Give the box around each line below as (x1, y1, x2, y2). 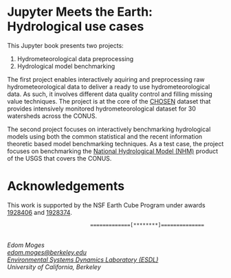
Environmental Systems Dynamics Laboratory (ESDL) (7, 255, 159, 264)
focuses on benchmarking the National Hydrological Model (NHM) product (7, 147, 219, 155)
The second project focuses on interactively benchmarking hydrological (7, 125, 211, 133)
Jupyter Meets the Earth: (7, 4, 153, 20)
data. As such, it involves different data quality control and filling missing (7, 90, 213, 98)
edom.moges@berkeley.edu (7, 248, 87, 256)
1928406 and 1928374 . (7, 208, 72, 216)
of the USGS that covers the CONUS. (7, 154, 112, 162)
